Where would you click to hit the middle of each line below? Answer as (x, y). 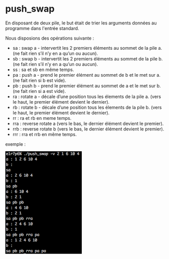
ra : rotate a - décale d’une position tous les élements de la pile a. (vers (87, 96)
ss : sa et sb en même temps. (43, 70)
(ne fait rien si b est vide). (39, 80)
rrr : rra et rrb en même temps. (45, 134)
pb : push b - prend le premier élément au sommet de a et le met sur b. (87, 86)
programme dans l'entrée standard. (42, 28)
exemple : (15, 144)
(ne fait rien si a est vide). (39, 91)
